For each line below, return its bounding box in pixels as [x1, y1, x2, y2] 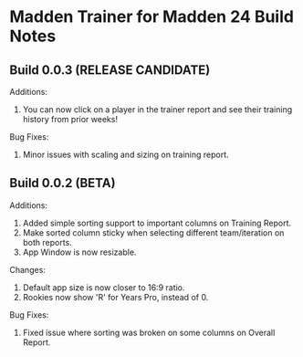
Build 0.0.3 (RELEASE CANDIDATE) [9, 62, 211, 78]
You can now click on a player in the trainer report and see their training [22, 104, 293, 115]
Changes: [9, 264, 46, 275]
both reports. [22, 236, 73, 247]
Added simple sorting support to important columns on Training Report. [22, 217, 292, 228]
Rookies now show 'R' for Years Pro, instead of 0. [22, 291, 209, 302]
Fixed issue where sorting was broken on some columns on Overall [22, 327, 276, 338]
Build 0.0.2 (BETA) [9, 175, 116, 191]
